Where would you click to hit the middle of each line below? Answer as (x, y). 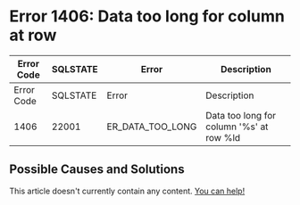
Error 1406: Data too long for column (147, 16)
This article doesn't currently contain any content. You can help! (127, 191)
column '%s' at (237, 127)
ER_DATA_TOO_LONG (152, 127)
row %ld (223, 137)
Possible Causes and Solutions (97, 170)
